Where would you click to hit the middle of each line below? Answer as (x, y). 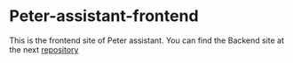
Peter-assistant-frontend (104, 16)
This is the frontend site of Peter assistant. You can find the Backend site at (147, 40)
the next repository (44, 49)
